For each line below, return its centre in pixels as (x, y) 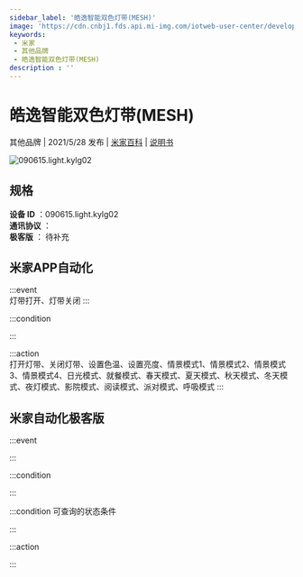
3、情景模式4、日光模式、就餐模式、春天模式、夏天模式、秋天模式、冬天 (145, 376)
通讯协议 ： (30, 225)
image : (22, 26)
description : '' (42, 69)
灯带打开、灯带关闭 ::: (50, 301)
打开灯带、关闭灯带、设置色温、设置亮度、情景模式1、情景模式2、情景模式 (148, 364)
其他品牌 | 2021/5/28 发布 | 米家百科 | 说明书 (92, 142)
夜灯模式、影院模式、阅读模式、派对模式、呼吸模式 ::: (124, 387)
